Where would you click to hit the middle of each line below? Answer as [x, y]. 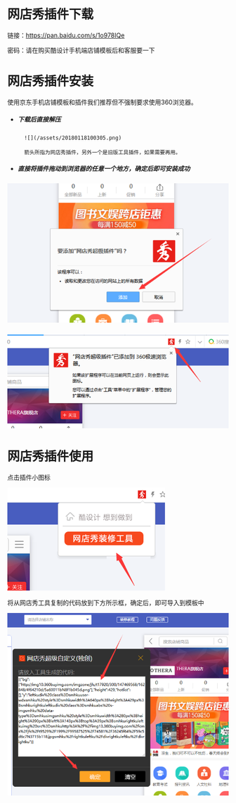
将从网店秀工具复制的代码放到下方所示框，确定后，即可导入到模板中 [106, 602]
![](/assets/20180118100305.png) [73, 138]
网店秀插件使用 [51, 456]
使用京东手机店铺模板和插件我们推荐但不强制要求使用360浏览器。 [103, 102]
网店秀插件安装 [51, 81]
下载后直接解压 [39, 120]
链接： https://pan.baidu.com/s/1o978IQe [66, 35]
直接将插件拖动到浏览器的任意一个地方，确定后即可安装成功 [104, 169]
